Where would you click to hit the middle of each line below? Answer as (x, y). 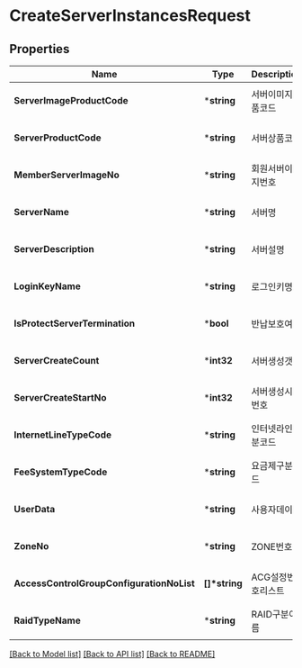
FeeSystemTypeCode (61, 472)
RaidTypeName (47, 620)
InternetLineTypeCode (63, 435)
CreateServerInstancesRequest (130, 16)
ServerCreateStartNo (60, 397)
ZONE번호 (272, 547)
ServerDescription (54, 249)
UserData (35, 509)
